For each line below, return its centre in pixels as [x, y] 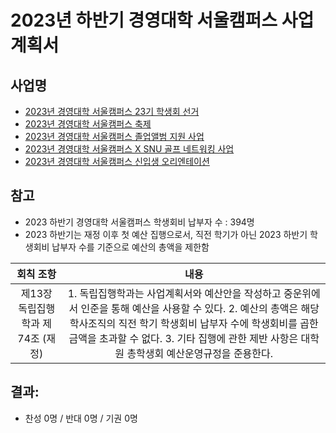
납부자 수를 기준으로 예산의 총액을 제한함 [130, 247]
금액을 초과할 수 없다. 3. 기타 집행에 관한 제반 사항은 [183, 338]
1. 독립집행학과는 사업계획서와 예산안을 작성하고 [174, 293]
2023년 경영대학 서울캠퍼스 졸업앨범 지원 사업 [114, 136]
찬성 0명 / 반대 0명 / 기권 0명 [81, 418]
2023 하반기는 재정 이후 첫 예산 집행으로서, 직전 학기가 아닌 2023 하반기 [166, 234]
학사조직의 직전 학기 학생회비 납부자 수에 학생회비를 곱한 [194, 323]
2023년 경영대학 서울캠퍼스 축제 [88, 124]
